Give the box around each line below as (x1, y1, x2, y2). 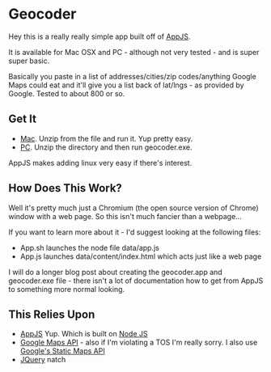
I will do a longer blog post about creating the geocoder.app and (8, 267, 222, 277)
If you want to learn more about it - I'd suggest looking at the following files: (8, 227, 261, 237)
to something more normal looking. (8, 284, 125, 294)
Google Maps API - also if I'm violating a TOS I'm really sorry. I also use (19, 337, 258, 348)
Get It (8, 112, 36, 126)
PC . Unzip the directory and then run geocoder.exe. (19, 142, 193, 152)
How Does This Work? (8, 181, 123, 195)
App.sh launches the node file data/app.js (19, 243, 159, 252)
